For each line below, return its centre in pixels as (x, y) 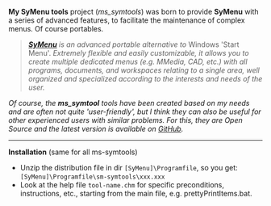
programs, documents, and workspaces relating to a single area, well (144, 70)
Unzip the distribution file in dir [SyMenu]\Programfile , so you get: (129, 168)
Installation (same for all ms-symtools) (73, 152)
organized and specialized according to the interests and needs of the (145, 79)
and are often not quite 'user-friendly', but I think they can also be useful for (135, 111)
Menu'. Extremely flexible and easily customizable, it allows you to (138, 53)
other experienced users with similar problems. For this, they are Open (126, 120)
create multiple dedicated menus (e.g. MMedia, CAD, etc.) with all (138, 61)
